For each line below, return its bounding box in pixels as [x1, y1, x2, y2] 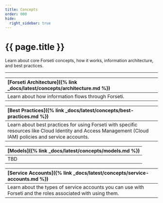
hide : [5, 16, 16, 21]
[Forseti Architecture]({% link [7, 79, 78, 85]
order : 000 [5, 12, 27, 17]
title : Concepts [5, 7, 38, 12]
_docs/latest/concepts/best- [65, 107, 134, 114]
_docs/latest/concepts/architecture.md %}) [7, 85, 111, 92]
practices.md [7, 113, 39, 120]
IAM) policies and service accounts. [7, 134, 89, 140]
